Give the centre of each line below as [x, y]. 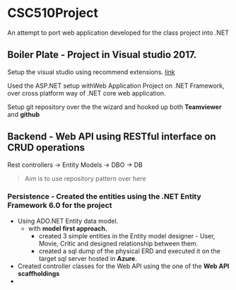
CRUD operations [46, 147]
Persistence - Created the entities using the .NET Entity [104, 197]
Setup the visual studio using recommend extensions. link [91, 71]
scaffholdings [39, 273]
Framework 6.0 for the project [60, 205]
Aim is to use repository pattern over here [85, 178]
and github [24, 114]
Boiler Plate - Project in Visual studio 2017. [102, 55]
